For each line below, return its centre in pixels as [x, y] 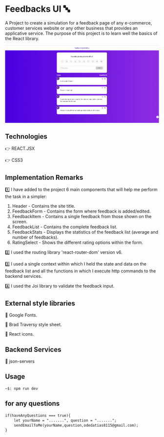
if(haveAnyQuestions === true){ [38, 415]
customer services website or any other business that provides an [72, 28]
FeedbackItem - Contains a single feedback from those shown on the [82, 217]
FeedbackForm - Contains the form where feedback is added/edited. [81, 211]
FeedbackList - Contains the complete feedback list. [65, 227]
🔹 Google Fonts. [21, 315]
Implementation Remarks [44, 177]
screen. [20, 222]
